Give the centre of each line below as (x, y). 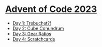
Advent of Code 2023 (51, 9)
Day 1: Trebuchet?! (32, 23)
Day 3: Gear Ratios (32, 33)
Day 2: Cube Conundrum (38, 28)
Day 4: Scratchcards (34, 39)
